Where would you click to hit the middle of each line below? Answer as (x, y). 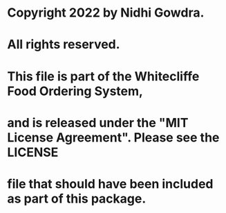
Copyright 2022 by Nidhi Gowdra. (106, 13)
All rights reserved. (64, 45)
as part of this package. (77, 198)
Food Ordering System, (75, 91)
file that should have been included (110, 184)
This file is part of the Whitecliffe (103, 76)
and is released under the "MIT (98, 122)
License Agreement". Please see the (113, 137)
